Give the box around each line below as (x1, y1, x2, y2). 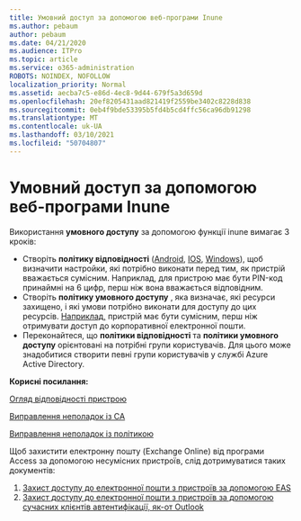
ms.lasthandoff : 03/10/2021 (9, 130, 115, 139)
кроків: (9, 236, 37, 247)
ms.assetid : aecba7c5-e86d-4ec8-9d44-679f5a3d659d (9, 88, 203, 97)
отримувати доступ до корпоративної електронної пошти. (22, 320, 246, 331)
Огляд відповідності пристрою (9, 393, 128, 404)
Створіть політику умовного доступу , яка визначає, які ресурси (22, 292, 276, 302)
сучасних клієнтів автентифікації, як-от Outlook (22, 501, 204, 512)
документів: (9, 464, 56, 475)
